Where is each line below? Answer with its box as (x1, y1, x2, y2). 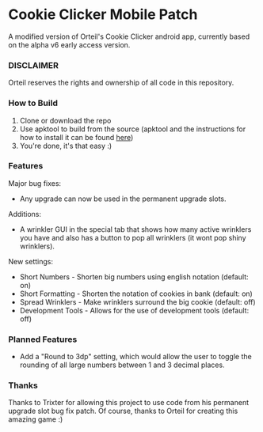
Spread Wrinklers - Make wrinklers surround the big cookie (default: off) (19, 297, 256, 306)
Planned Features (8, 334, 78, 345)
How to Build (8, 97, 58, 108)
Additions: (8, 209, 42, 218)
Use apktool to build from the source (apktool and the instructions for (19, 124, 246, 134)
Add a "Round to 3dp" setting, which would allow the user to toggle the (19, 352, 252, 362)
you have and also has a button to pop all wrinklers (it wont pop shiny (19, 233, 247, 242)
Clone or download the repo (19, 116, 112, 125)
